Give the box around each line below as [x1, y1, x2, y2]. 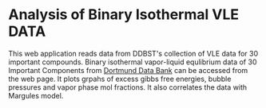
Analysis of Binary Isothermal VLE [8, 6, 240, 24]
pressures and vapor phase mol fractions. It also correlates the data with [8, 82, 248, 92]
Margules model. [8, 91, 64, 100]
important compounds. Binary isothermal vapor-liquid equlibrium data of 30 [8, 57, 257, 67]
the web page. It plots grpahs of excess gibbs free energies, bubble [8, 74, 232, 83]
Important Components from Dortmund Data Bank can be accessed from [8, 65, 248, 75]
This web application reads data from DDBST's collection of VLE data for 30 [8, 48, 258, 58]
